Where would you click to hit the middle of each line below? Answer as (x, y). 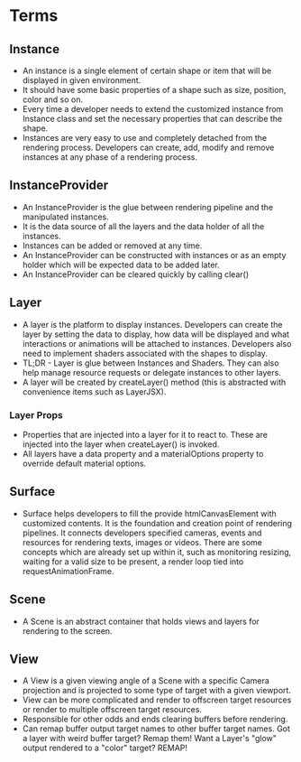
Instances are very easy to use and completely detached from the (145, 138)
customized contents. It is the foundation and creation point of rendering (157, 523)
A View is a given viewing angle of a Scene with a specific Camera (146, 681)
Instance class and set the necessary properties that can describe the (152, 119)
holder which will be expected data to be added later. (121, 265)
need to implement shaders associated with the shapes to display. (145, 353)
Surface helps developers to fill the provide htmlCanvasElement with (149, 513)
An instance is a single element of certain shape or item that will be (147, 70)
